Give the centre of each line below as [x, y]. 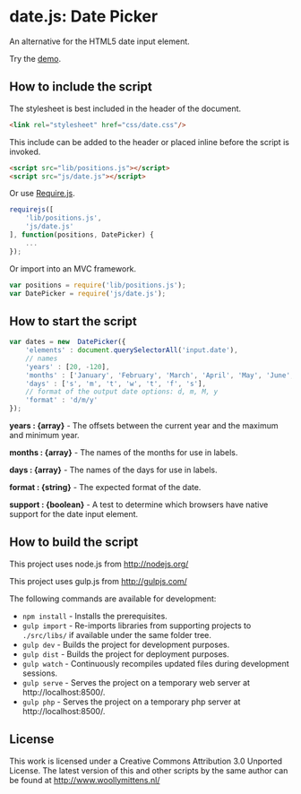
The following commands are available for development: [113, 599]
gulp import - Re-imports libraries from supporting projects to [137, 626]
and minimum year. [44, 436]
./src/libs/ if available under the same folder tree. [117, 634]
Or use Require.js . [42, 194]
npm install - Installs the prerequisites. [95, 616]
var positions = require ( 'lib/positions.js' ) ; [98, 285]
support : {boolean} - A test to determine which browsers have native [139, 505]
